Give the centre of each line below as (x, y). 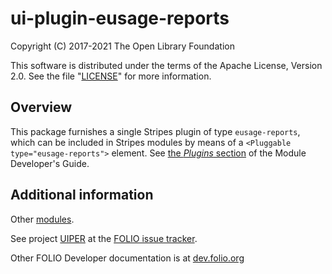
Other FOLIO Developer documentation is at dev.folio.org (127, 258)
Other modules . (42, 219)
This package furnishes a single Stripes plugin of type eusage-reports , (155, 131)
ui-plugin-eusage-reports (120, 18)
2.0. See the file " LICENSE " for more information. (111, 76)
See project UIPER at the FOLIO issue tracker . (104, 238)
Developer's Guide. (50, 163)
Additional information (82, 195)
